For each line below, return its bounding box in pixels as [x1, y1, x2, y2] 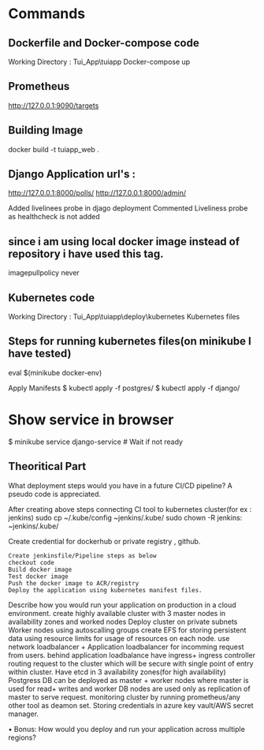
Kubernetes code [8, 291, 95, 304]
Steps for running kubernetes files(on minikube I [8, 334, 252, 348]
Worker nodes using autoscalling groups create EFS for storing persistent [8, 625, 247, 635]
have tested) [8, 347, 72, 360]
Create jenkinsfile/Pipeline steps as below [8, 551, 157, 560]
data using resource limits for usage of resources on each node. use [8, 633, 230, 643]
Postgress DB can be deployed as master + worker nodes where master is [8, 675, 250, 685]
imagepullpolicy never [8, 268, 80, 278]
